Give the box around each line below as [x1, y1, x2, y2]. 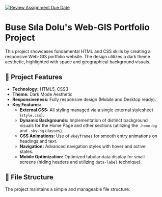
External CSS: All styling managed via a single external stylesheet [19, 107, 154, 113]
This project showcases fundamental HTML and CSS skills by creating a [5, 48, 151, 54]
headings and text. [19, 138, 57, 144]
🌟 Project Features [5, 73, 63, 81]
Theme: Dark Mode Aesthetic [12, 91, 73, 97]
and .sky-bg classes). [19, 127, 64, 133]
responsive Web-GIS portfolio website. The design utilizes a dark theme [5, 53, 151, 59]
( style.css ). [19, 112, 44, 118]
